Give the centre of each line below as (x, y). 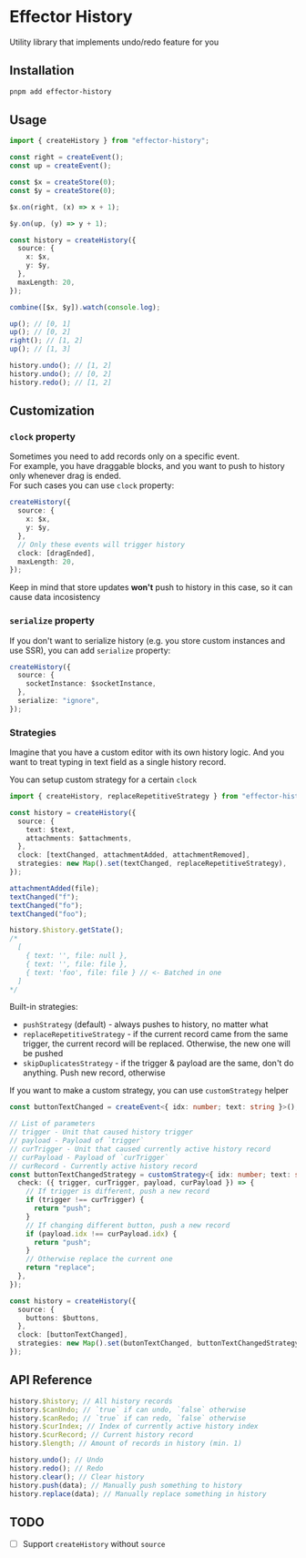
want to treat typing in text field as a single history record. (118, 762)
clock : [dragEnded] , (56, 553)
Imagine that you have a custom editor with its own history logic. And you (147, 752)
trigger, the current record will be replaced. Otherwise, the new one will (157, 1044)
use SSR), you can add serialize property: (90, 650)
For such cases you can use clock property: (92, 485)
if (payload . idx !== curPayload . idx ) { (102, 1234)
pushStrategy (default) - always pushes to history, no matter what (145, 1024)
